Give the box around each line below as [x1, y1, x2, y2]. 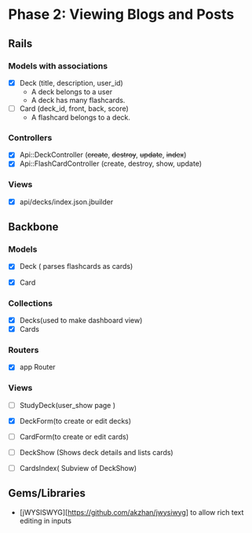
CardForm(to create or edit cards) [19, 432, 130, 441]
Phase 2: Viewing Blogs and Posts [8, 6, 235, 24]
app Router [19, 362, 57, 372]
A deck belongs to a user [31, 86, 112, 96]
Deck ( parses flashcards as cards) [19, 262, 133, 271]
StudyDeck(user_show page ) [19, 400, 116, 410]
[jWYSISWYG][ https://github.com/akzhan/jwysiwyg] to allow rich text [19, 507, 244, 516]
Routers [8, 344, 39, 355]
